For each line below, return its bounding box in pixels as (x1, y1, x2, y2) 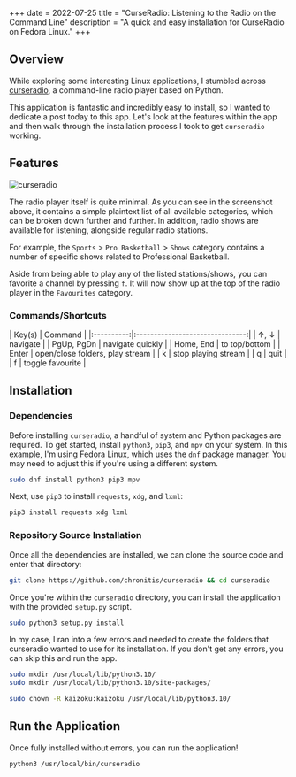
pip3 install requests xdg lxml (9, 508, 128, 517)
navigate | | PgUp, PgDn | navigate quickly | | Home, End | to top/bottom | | (9, 338, 281, 349)
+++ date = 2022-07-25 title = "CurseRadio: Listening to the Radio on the (9, 8, 277, 18)
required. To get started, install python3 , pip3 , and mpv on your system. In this (9, 439, 288, 450)
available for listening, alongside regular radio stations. (9, 225, 209, 235)
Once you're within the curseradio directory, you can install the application (9, 592, 281, 603)
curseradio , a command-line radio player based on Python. (9, 84, 224, 96)
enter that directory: (9, 558, 82, 569)
